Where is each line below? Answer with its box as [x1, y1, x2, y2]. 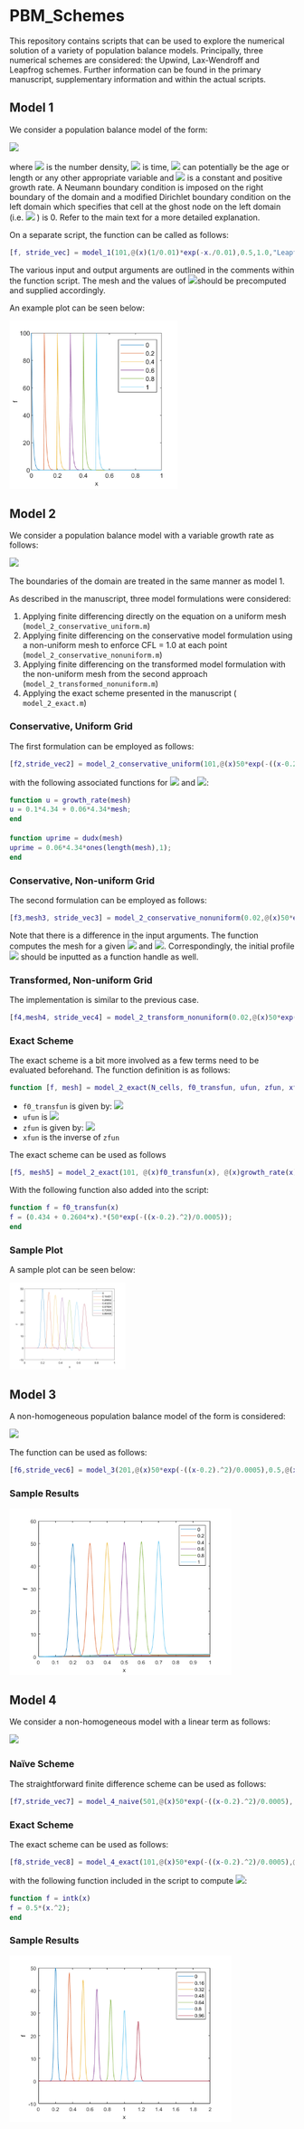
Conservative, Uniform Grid [9, 721, 133, 733]
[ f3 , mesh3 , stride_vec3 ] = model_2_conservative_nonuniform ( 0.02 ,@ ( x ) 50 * [9, 913, 294, 923]
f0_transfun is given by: [22, 1101, 113, 1112]
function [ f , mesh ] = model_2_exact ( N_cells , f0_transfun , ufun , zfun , [9, 1084, 286, 1093]
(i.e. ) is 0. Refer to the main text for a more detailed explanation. [9, 212, 261, 223]
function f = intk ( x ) [9, 1894, 91, 1903]
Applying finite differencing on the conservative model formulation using [22, 630, 293, 641]
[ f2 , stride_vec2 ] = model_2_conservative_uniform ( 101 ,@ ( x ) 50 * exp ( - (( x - [9, 759, 286, 769]
